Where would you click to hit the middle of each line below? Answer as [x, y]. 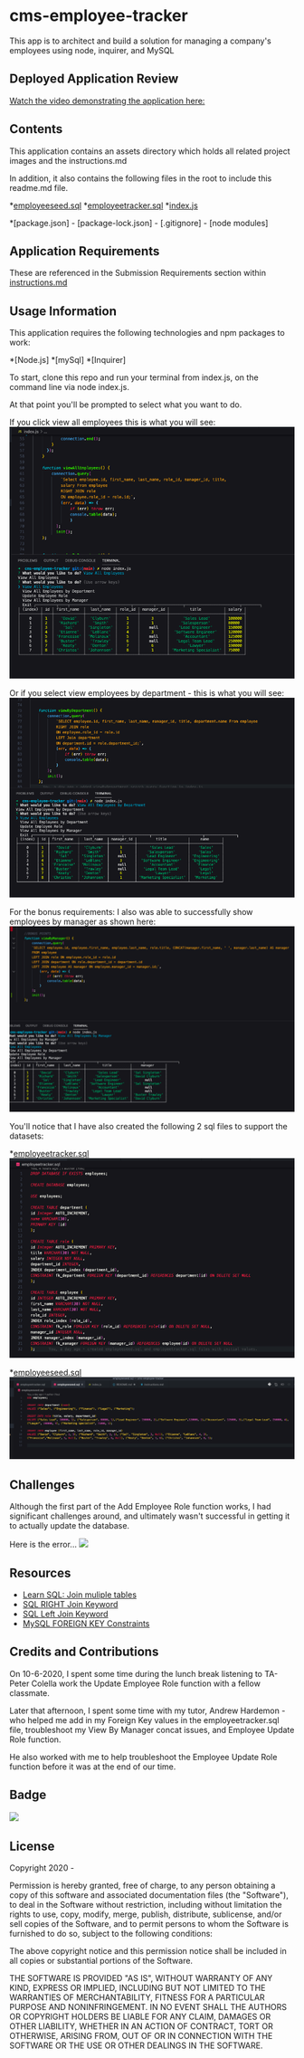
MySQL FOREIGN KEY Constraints [86, 1623]
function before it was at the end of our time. [93, 1767]
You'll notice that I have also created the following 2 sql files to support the [148, 1127]
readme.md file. [39, 187]
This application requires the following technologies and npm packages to [147, 333]
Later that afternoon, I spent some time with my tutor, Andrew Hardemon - [147, 1710]
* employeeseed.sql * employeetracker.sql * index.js [104, 205]
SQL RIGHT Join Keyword [70, 1604]
